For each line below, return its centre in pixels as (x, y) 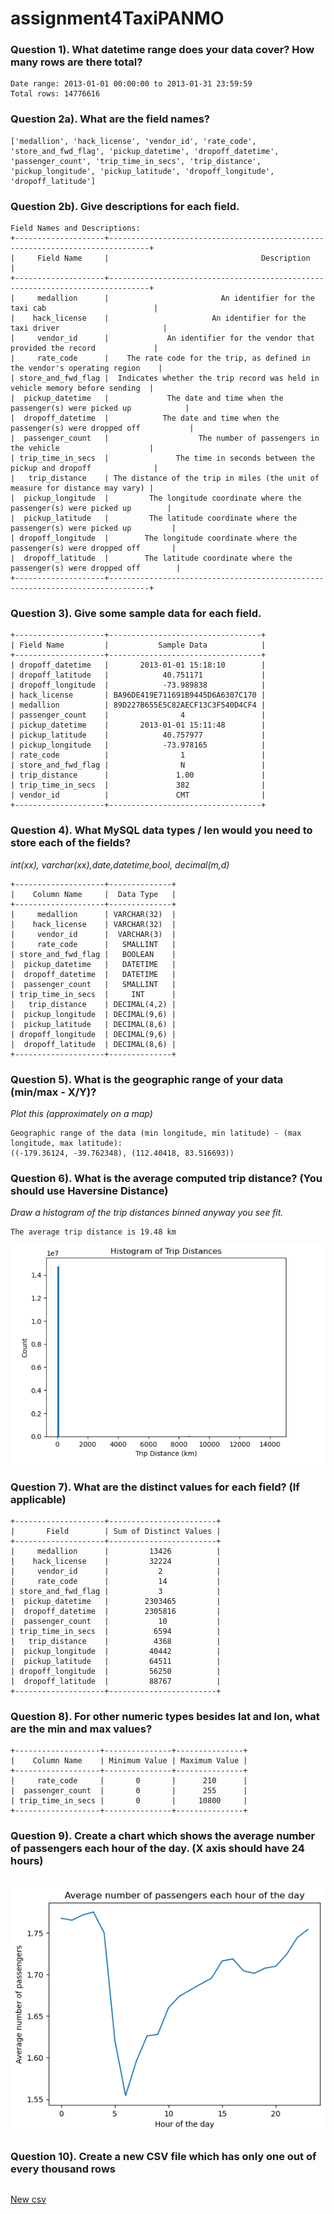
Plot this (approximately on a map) (81, 1113)
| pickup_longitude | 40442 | (116, 1652)
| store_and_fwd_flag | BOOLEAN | (93, 954)
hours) (27, 1861)
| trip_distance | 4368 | (116, 1642)
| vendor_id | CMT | (138, 795)
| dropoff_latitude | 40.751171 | (138, 675)
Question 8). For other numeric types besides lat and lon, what (165, 1717)
